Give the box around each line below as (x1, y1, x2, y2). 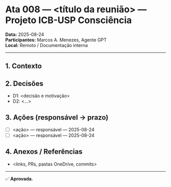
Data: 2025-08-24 (5, 31, 44, 37)
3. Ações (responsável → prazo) (5, 113, 108, 122)
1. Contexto (5, 62, 42, 71)
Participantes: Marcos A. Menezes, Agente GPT (5, 37, 107, 43)
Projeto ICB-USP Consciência (5, 14, 132, 26)
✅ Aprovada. (5, 175, 33, 182)
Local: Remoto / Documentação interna (5, 42, 88, 48)
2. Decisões (5, 79, 44, 88)
